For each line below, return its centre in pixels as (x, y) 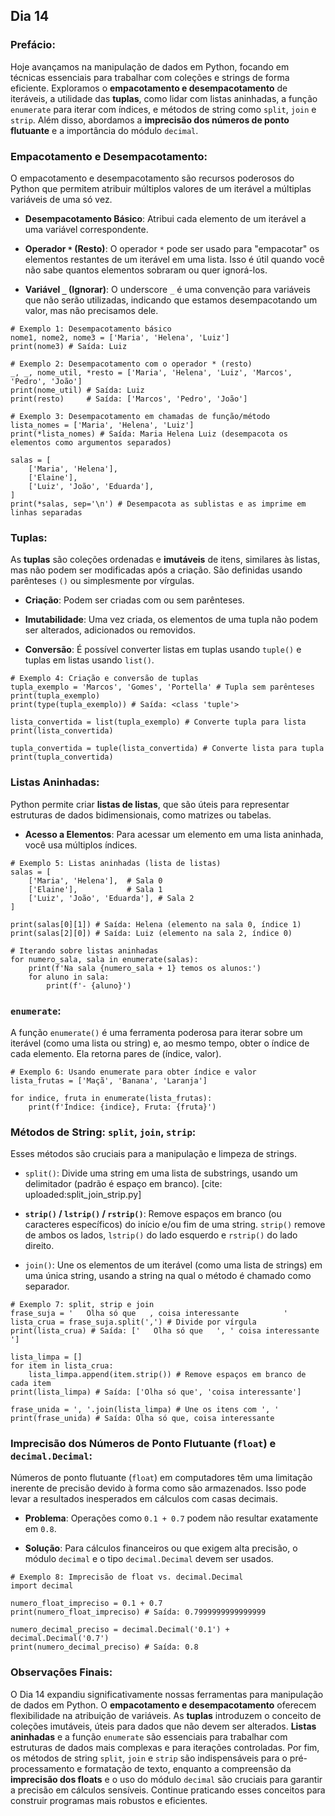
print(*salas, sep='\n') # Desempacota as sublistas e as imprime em (158, 504)
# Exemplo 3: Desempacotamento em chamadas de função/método (140, 416)
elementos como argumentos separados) (91, 442)
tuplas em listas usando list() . (89, 660)
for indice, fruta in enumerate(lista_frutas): (111, 1098)
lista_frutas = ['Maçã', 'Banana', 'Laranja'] (109, 1080)
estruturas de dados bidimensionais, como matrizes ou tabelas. (141, 815)
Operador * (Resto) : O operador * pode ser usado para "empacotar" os (172, 248)
